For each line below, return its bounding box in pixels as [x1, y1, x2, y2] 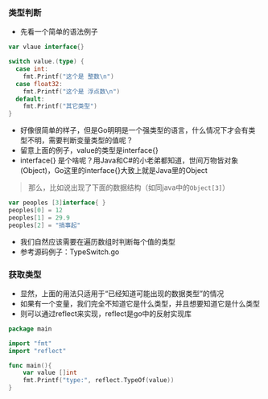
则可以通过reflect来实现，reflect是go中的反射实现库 [19, 308, 192, 319]
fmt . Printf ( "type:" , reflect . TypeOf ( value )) [23, 376, 175, 385]
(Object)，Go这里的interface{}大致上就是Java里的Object [19, 166, 208, 175]
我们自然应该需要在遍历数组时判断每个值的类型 [19, 237, 175, 246]
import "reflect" [8, 347, 67, 355]
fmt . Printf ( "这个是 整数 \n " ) [23, 72, 114, 80]
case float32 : [15, 80, 63, 88]
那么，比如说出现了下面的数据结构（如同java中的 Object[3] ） [27, 183, 229, 192]
